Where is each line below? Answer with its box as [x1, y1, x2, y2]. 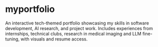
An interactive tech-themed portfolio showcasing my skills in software [5, 20, 149, 26]
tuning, [5, 36, 20, 42]
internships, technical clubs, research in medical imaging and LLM [5, 30, 141, 36]
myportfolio [5, 3, 55, 15]
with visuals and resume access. [20, 36, 88, 42]
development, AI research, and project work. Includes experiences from [5, 25, 153, 31]
